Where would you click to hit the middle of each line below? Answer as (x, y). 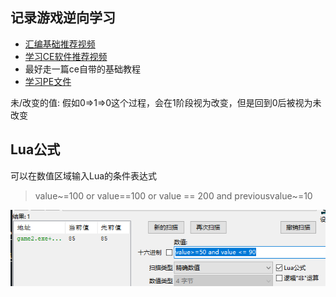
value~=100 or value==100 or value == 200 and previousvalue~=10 (173, 195)
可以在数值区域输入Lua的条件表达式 (84, 175)
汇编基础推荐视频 (60, 44)
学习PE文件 (48, 81)
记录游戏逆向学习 (63, 18)
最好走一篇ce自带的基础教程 (82, 69)
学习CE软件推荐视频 (66, 56)
